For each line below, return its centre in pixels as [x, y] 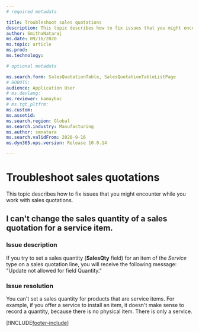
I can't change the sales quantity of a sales [87, 219]
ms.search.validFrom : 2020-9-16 [46, 138]
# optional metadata [32, 66]
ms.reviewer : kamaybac [34, 99]
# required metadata [32, 12]
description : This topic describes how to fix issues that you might [94, 28]
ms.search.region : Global [38, 121]
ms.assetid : [21, 115]
